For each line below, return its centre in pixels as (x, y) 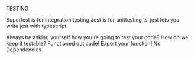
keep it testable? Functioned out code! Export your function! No (83, 44)
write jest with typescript (36, 26)
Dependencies (24, 50)
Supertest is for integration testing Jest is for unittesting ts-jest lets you (93, 20)
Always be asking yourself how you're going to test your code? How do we (97, 37)
